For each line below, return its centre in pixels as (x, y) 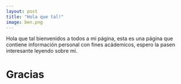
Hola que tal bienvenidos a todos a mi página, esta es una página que (90, 39)
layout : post (22, 11)
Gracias (25, 74)
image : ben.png (25, 22)
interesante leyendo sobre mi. (42, 51)
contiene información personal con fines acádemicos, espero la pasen (91, 45)
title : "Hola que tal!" (35, 17)
